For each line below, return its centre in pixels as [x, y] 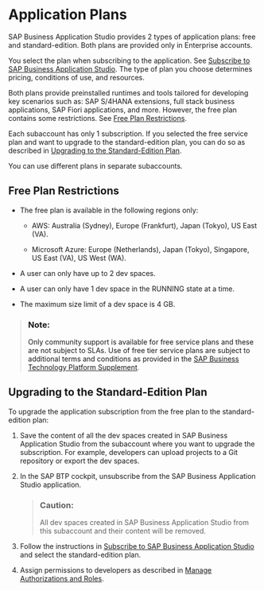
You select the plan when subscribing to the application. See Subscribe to [129, 60]
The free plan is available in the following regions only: [109, 210]
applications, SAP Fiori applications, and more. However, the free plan [122, 110]
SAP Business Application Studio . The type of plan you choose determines [130, 68]
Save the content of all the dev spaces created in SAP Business [124, 435]
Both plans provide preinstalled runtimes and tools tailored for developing [128, 92]
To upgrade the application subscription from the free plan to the [115, 411]
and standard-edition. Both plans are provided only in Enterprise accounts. [130, 45]
